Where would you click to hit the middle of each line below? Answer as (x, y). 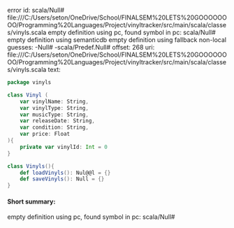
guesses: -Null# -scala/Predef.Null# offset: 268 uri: (81, 47)
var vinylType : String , (54, 108)
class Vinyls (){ (31, 166)
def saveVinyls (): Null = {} (62, 179)
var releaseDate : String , (58, 121)
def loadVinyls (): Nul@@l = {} (65, 173)
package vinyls (29, 83)
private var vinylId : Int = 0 (64, 147)
